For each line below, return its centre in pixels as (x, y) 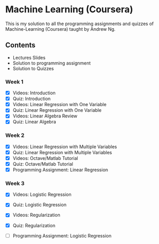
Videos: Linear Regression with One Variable (60, 105)
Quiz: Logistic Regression (40, 205)
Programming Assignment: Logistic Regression (62, 236)
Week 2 (15, 135)
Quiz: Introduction (32, 99)
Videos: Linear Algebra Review (45, 116)
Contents (20, 45)
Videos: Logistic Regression (42, 195)
